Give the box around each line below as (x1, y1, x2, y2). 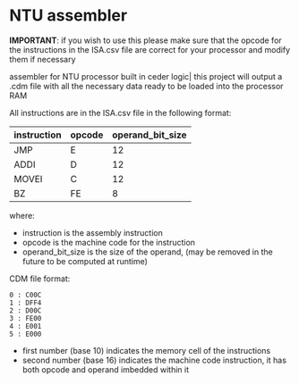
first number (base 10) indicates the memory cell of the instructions (21, 345, 271, 355)
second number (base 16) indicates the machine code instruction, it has (21, 355, 286, 365)
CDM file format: (9, 273, 71, 284)
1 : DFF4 (9, 298, 42, 307)
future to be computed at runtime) (21, 255, 148, 266)
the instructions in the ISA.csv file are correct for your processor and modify (9, 44, 291, 54)
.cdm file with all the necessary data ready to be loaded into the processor (9, 80, 284, 91)
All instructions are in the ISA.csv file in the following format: (9, 107, 232, 118)
